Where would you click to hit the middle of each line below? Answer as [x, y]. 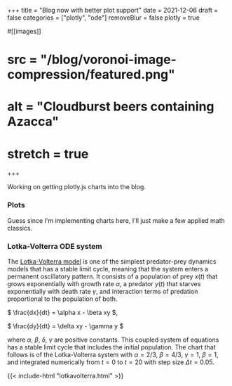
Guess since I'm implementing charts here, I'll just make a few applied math [116, 220]
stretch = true [48, 154]
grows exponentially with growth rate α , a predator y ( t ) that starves [104, 283]
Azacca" [33, 122]
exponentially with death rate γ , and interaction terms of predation [103, 291]
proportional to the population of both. [62, 299]
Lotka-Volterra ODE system [55, 246]
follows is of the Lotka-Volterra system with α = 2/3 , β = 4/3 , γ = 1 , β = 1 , [113, 354]
